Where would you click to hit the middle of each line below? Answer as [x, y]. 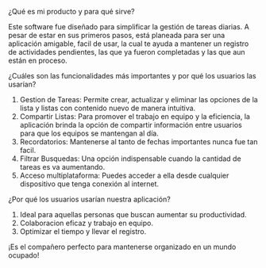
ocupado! [24, 255]
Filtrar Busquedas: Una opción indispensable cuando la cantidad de [130, 159]
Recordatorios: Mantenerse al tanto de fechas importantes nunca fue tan [139, 142]
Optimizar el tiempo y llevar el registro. [83, 232]
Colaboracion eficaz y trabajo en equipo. [86, 223]
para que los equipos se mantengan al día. [89, 133]
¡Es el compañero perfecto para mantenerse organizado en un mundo [122, 247]
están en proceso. [38, 60]
